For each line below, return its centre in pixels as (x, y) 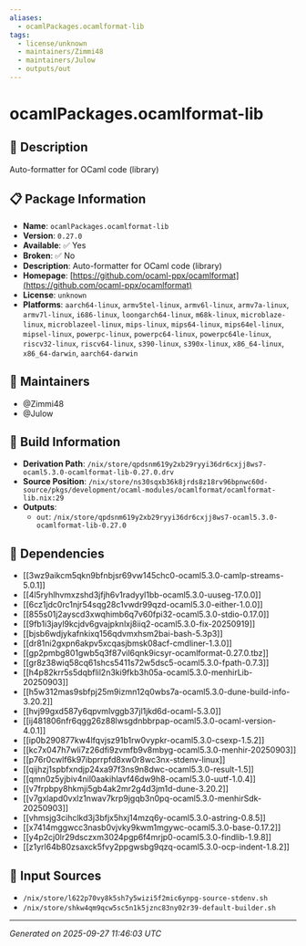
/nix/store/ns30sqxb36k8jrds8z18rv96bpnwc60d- (178, 483)
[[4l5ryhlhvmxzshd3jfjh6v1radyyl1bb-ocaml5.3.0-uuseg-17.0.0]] (142, 595)
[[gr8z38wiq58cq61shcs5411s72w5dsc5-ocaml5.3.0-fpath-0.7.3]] (146, 663)
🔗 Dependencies (57, 553)
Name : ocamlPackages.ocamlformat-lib (96, 225)
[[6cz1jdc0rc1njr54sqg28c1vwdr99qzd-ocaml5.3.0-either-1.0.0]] (143, 605)
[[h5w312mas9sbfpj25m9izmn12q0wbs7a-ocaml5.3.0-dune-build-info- (156, 692)
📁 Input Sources (56, 875)
